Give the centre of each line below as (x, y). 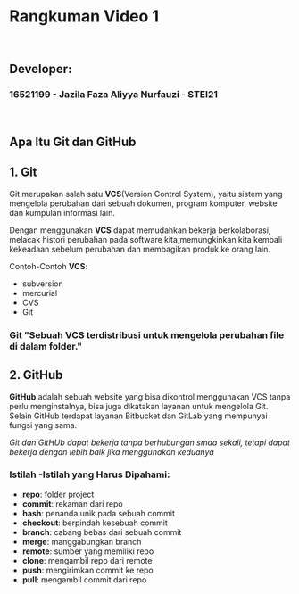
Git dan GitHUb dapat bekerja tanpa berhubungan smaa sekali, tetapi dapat (149, 442)
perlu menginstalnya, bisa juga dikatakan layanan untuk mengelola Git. (139, 406)
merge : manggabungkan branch (82, 541)
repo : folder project (58, 494)
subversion (43, 284)
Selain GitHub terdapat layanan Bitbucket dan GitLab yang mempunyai (138, 416)
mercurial (40, 293)
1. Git (23, 173)
